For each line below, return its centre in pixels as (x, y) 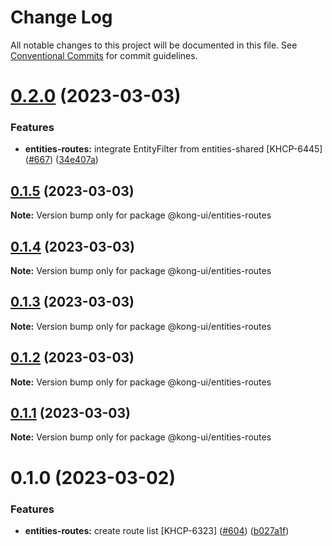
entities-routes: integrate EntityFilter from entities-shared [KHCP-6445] (173, 149)
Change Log (61, 17)
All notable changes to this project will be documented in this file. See (154, 45)
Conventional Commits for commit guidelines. (104, 55)
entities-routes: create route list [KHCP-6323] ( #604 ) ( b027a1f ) (157, 530)
